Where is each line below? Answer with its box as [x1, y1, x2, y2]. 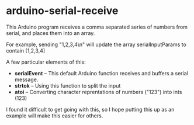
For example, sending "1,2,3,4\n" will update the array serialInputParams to [6, 41, 187, 48]
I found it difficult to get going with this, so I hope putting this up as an [6, 106, 175, 113]
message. [14, 76, 39, 83]
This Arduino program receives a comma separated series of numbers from [6, 23, 188, 30]
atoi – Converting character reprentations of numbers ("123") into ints [14, 88, 182, 95]
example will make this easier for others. [6, 112, 103, 119]
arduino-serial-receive [6, 4, 119, 18]
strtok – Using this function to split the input [14, 82, 121, 89]
